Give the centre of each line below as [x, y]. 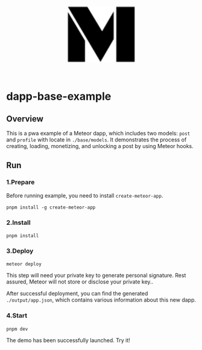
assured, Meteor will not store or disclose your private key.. [80, 282]
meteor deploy [24, 264]
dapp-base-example [59, 96]
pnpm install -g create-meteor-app [51, 207]
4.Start [17, 316]
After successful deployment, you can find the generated [77, 294]
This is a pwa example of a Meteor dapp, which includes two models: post [98, 134]
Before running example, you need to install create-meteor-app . [85, 195]
